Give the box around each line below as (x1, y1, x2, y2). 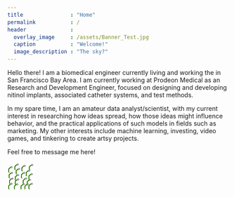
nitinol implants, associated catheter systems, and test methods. (7, 91, 194, 99)
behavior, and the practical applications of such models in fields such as (7, 119, 216, 128)
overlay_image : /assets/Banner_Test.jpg (13, 34, 150, 41)
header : (7, 26, 74, 33)
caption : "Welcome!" (13, 41, 109, 48)
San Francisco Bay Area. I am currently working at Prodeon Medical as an (7, 76, 221, 84)
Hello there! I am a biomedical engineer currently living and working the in (7, 69, 221, 76)
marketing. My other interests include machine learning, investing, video (7, 127, 216, 135)
